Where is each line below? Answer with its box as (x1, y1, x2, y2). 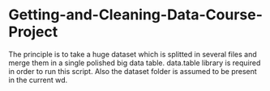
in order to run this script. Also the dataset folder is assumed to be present (8, 66, 257, 76)
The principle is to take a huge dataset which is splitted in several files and (8, 49, 257, 59)
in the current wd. (8, 75, 68, 85)
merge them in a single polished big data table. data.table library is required (8, 58, 261, 68)
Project (8, 23, 58, 41)
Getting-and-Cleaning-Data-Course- (8, 6, 264, 24)
